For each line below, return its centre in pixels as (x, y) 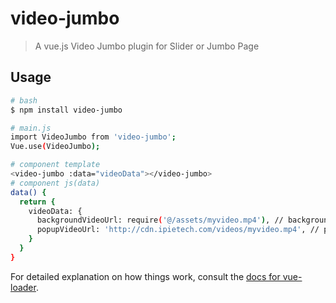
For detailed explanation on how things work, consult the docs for (145, 276)
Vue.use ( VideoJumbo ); (55, 147)
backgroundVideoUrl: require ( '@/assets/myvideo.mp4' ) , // (160, 220)
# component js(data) (55, 183)
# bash (24, 100)
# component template (55, 165)
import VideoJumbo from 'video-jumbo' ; (93, 137)
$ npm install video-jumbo (66, 110)
